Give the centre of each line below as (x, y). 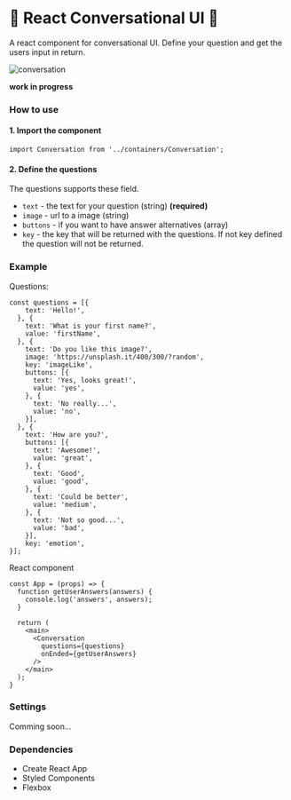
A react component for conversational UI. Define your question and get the (145, 43)
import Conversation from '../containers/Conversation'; (117, 150)
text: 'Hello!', (55, 310)
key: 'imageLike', (59, 364)
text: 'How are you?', (67, 434)
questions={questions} (83, 646)
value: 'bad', (59, 527)
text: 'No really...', (75, 403)
